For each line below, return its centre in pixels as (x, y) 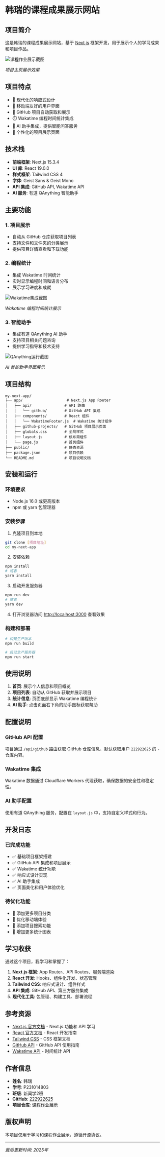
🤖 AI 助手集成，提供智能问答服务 (45, 126)
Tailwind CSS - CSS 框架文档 (41, 1039)
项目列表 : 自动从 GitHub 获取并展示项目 (52, 693)
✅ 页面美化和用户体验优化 (38, 887)
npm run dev (17, 595)
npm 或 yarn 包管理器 (34, 507)
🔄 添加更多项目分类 (31, 913)
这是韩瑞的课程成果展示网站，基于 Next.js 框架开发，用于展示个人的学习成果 (82, 43)
